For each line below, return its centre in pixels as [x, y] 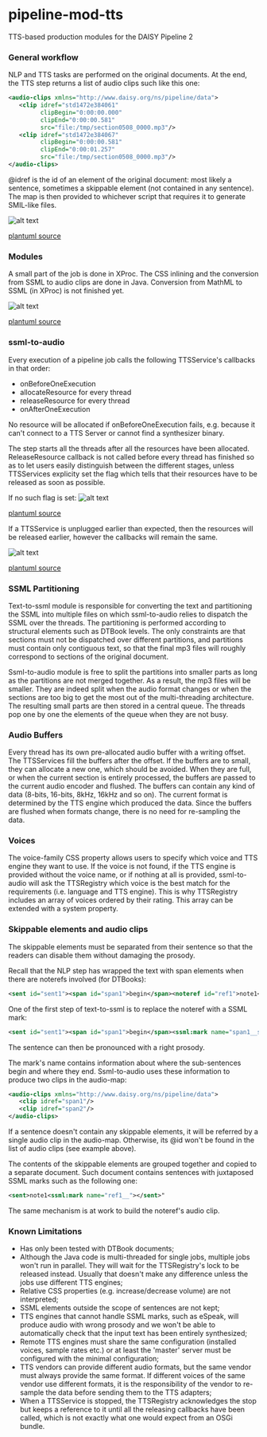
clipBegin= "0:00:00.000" [81, 112]
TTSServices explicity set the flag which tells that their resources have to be [133, 474]
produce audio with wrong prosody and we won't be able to [118, 1325]
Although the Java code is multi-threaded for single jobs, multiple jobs [135, 1257]
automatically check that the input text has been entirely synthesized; [133, 1333]
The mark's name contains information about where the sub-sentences [125, 1063]
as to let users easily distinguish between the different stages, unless [121, 465]
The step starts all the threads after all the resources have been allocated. [129, 448]
